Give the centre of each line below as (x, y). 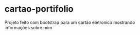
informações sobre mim (28, 27)
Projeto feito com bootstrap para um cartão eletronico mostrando (70, 22)
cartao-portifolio (39, 9)
